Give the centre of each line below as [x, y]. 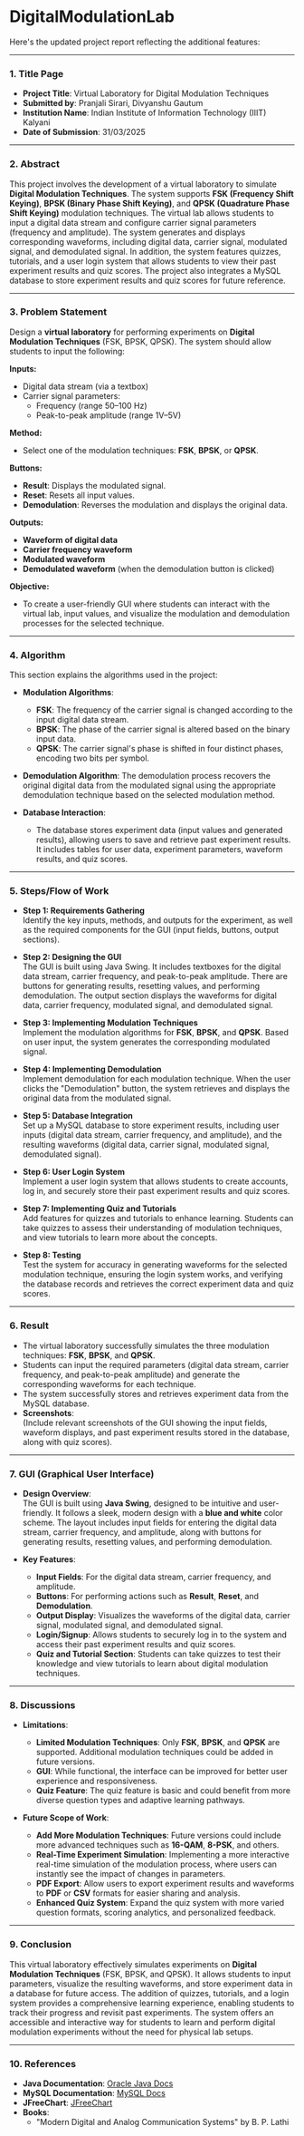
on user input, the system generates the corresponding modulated [146, 1042]
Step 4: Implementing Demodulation [92, 1069]
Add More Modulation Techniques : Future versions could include [159, 1835]
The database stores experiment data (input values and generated [159, 830]
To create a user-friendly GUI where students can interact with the [146, 604]
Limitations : [45, 1725]
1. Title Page [37, 73]
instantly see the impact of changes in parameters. [131, 1874]
